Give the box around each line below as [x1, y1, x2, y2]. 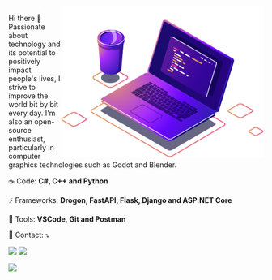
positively [8, 57, 40, 66]
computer [8, 152, 41, 161]
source [8, 126, 32, 135]
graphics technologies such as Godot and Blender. [8, 160, 177, 170]
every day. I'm [8, 108, 56, 118]
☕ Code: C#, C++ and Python [8, 176, 108, 186]
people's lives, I [8, 74, 61, 83]
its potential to [8, 48, 57, 58]
